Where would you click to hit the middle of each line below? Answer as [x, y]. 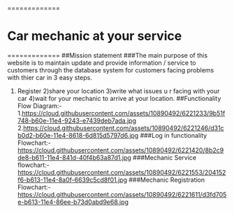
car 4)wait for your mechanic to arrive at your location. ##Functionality [119, 98]
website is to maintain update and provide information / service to [102, 63]
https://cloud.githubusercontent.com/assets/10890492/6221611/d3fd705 [122, 194]
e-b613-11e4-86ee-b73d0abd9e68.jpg [73, 202]
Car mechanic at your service [95, 36]
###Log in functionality [174, 135]
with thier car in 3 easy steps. [50, 77]
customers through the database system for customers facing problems [111, 70]
